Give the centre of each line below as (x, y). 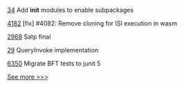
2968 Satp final (29, 37)
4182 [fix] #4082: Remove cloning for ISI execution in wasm (92, 23)
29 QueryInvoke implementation (53, 50)
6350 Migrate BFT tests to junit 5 (54, 64)
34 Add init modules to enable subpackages (70, 10)
